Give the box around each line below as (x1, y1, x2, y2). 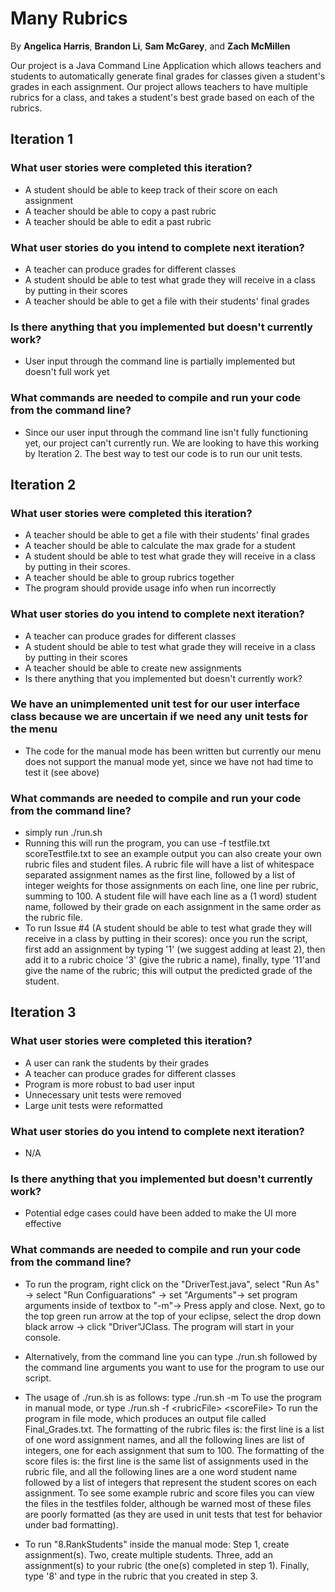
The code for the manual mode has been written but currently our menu (24, 745, 322, 757)
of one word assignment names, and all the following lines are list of (24, 1433, 305, 1446)
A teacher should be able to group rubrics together (24, 572, 235, 584)
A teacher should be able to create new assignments (24, 662, 242, 674)
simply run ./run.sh (24, 827, 103, 839)
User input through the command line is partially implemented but (24, 355, 296, 367)
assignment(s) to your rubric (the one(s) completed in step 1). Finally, (24, 1559, 310, 1571)
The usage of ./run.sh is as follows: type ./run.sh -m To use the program (24, 1391, 322, 1403)
